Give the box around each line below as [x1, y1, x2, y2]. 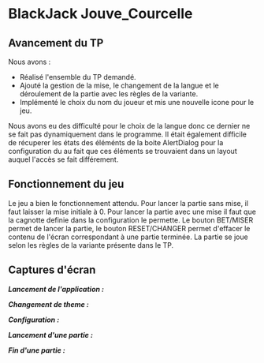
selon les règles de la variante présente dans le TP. [8, 240, 174, 249]
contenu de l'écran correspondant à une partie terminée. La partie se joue [8, 232, 248, 241]
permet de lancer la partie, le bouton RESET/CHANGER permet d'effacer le [8, 223, 251, 233]
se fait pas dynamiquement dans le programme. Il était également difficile [8, 129, 247, 139]
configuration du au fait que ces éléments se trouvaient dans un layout [8, 147, 238, 155]
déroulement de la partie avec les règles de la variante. [19, 89, 199, 99]
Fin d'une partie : [8, 345, 65, 355]
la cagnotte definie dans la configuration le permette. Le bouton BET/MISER [8, 215, 254, 225]
